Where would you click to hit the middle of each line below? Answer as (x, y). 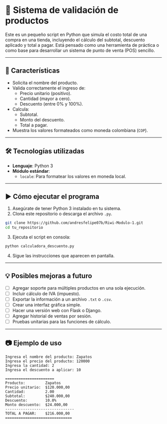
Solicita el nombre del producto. (45, 83)
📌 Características (33, 71)
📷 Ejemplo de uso (34, 343)
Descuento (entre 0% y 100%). (51, 104)
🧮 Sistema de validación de (62, 10)
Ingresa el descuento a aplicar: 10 (43, 370)
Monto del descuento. (42, 119)
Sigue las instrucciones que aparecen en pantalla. (63, 256)
